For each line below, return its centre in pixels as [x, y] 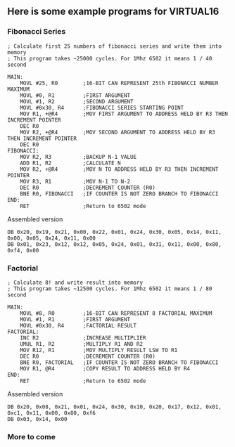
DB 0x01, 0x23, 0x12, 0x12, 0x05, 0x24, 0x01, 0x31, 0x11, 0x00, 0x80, [114, 244]
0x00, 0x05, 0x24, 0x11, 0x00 [52, 238]
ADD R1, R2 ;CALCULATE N [70, 163]
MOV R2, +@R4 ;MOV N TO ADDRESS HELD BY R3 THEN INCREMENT [119, 169]
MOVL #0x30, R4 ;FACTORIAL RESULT [78, 325]
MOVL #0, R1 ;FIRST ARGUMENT [75, 95]
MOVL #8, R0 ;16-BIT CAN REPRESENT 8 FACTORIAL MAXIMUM [116, 313]
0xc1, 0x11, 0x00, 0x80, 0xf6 [52, 413]
